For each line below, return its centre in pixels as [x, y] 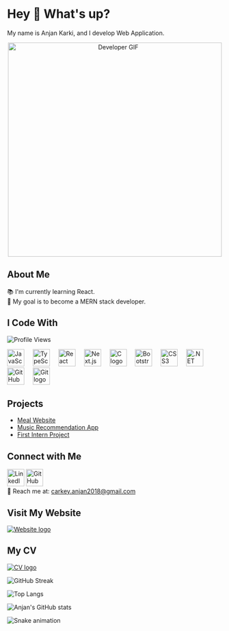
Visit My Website [44, 513]
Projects [25, 404]
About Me [28, 274]
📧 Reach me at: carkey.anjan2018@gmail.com [71, 491]
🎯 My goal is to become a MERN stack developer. [76, 301]
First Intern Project [43, 435]
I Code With [32, 323]
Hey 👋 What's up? [59, 14]
